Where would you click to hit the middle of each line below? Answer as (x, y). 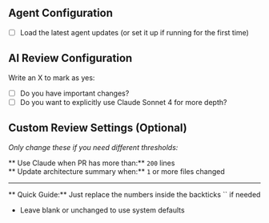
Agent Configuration (61, 13)
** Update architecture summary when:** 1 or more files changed (117, 171)
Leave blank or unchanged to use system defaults (102, 210)
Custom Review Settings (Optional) (98, 128)
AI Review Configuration (70, 58)
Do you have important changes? (74, 93)
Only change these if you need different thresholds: (93, 147)
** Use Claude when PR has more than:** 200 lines (92, 163)
